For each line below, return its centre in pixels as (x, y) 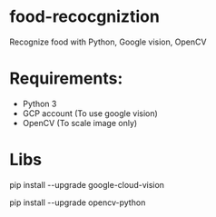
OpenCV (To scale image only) (80, 123)
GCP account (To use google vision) (90, 113)
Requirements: (66, 79)
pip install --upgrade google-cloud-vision (87, 184)
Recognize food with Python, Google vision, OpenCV (108, 42)
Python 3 (39, 104)
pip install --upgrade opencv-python (78, 202)
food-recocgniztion (85, 17)
